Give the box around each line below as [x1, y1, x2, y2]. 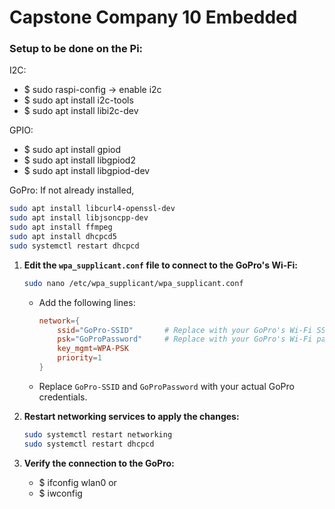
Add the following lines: [38, 296, 136, 308]
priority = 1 [57, 353, 102, 363]
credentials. [38, 391, 88, 403]
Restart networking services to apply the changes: [23, 410, 240, 422]
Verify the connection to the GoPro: [23, 457, 175, 469]
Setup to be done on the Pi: [9, 42, 144, 56]
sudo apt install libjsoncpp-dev [9, 213, 149, 223]
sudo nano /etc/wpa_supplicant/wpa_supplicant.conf [23, 278, 244, 288]
